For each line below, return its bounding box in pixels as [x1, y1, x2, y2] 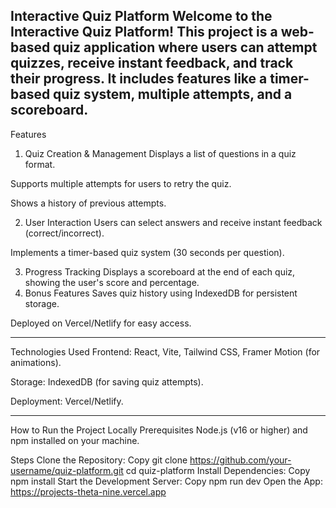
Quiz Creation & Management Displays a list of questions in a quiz [24, 147, 297, 159]
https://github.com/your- [189, 454, 292, 466]
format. [24, 158, 56, 170]
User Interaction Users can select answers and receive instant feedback [24, 216, 323, 228]
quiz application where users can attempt [53, 39, 318, 56]
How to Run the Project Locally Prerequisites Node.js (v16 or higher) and [10, 424, 308, 436]
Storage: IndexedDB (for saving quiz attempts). [10, 375, 204, 388]
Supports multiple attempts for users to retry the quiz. [10, 177, 232, 189]
